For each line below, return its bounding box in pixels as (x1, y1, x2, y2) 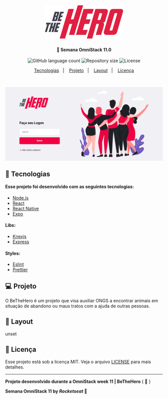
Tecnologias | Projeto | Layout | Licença (34, 68, 134, 74)
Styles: (5, 250, 20, 256)
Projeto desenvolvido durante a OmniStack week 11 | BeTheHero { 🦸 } (5, 378, 151, 384)
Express (12, 239, 29, 245)
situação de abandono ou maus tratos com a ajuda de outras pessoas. (5, 303, 150, 309)
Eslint (12, 261, 24, 268)
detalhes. (5, 364, 24, 370)
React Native (12, 206, 39, 212)
